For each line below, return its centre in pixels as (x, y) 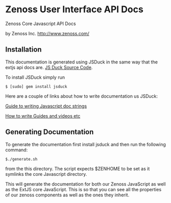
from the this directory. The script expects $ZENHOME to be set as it (78, 168)
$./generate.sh (21, 159)
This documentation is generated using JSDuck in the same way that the (82, 62)
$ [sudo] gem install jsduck (36, 86)
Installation (23, 50)
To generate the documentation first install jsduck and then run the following (86, 144)
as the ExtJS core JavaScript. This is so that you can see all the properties (83, 189)
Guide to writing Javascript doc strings (46, 106)
